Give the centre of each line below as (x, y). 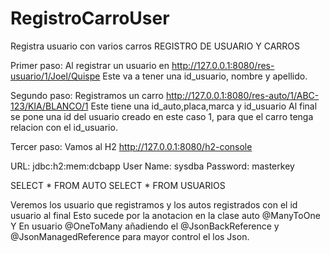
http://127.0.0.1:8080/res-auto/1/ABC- (242, 95)
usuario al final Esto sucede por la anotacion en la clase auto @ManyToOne (165, 215)
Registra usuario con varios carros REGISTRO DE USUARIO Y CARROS (155, 46)
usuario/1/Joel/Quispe (55, 76)
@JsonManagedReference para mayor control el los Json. (130, 236)
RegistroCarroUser (90, 18)
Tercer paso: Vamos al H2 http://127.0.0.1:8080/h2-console (131, 146)
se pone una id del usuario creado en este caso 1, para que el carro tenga (162, 116)
